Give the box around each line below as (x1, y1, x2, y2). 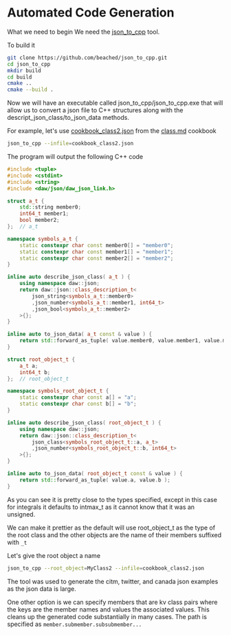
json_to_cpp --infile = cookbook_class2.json (7, 140, 134, 147)
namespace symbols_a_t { (7, 236, 78, 242)
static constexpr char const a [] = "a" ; (19, 394, 137, 401)
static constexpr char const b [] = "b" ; (19, 401, 137, 408)
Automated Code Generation (7, 5, 175, 21)
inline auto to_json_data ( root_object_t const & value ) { (7, 470, 184, 477)
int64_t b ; (19, 368, 51, 376)
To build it (7, 41, 36, 49)
